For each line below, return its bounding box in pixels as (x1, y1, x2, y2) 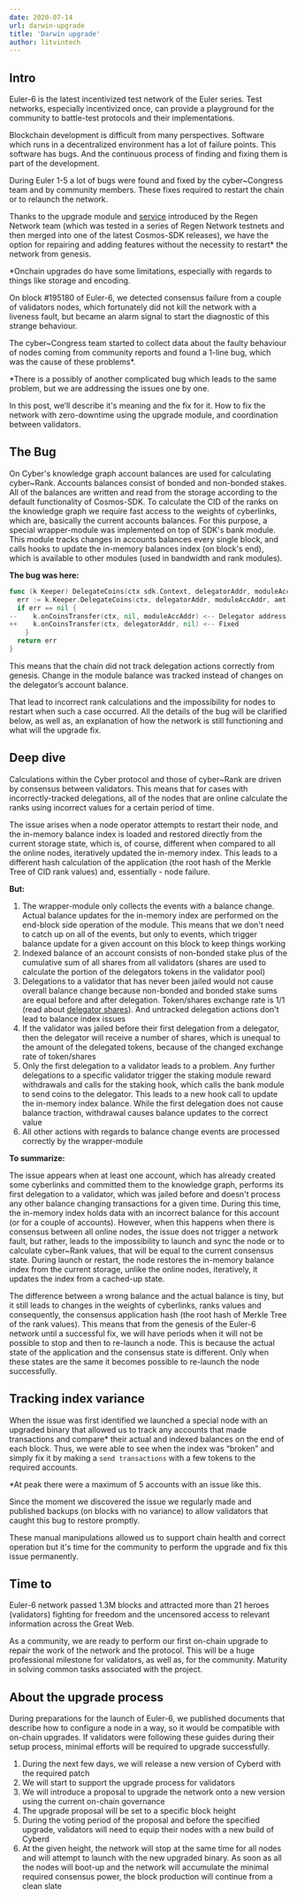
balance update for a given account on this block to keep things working (21, 938, 286, 949)
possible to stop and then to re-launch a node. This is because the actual (9, 1337, 276, 1348)
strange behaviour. (9, 320, 78, 332)
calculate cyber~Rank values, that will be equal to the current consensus (9, 1245, 274, 1256)
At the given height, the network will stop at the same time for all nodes (21, 1843, 282, 1854)
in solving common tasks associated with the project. (9, 1664, 203, 1675)
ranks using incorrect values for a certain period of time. (9, 802, 215, 812)
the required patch (21, 1768, 90, 1779)
